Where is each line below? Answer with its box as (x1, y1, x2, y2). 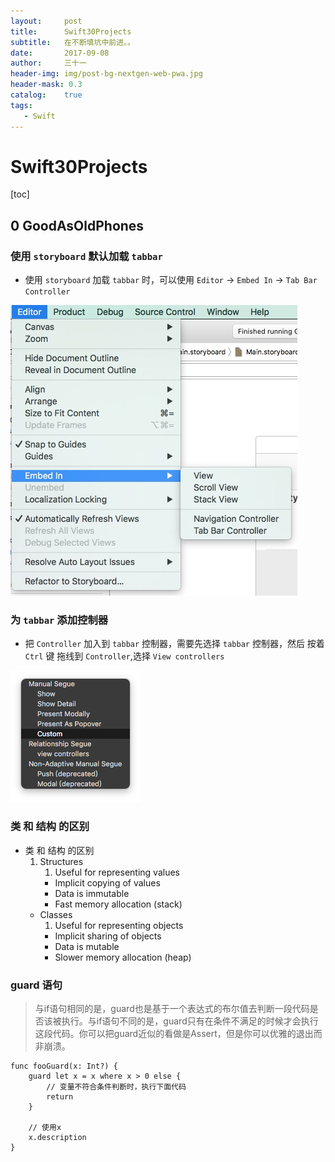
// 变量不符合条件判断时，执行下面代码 (46, 1082, 187, 1092)
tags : (10, 100, 33, 110)
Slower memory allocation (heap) (54, 951, 192, 963)
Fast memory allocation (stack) (54, 898, 183, 910)
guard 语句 (10, 978, 63, 992)
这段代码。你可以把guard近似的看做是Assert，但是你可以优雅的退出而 (34, 1028, 323, 1040)
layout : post (10, 16, 83, 26)
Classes (39, 908, 73, 920)
